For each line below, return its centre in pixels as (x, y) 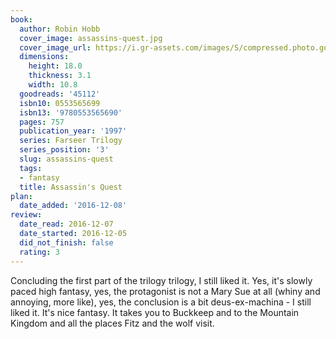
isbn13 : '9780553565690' (71, 112)
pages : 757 (42, 122)
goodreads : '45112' (60, 94)
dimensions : (44, 57)
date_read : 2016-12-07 (66, 224)
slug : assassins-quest (66, 159)
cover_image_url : (55, 47)
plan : (21, 196)
